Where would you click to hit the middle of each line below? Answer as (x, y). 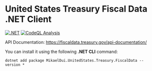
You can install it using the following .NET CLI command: (61, 52)
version (13, 65)
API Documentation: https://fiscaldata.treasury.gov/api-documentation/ (76, 42)
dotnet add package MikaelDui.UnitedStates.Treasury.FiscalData (71, 60)
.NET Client (28, 19)
